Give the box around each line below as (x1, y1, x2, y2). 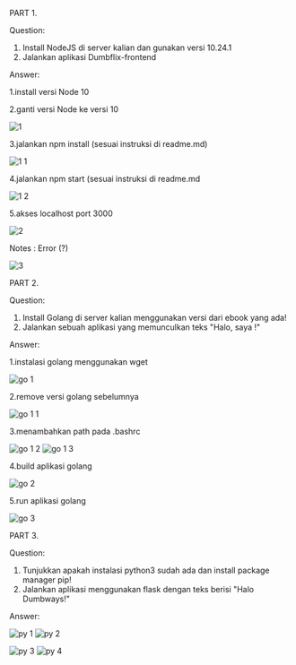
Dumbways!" (22, 593, 70, 604)
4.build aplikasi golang (9, 461, 92, 471)
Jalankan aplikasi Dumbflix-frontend (22, 52, 157, 62)
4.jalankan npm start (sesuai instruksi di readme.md (9, 174, 201, 184)
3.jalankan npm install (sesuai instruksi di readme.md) (9, 139, 208, 149)
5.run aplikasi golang (9, 496, 87, 505)
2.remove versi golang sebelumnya (9, 392, 139, 402)
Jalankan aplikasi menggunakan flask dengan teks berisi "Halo (22, 584, 254, 594)
